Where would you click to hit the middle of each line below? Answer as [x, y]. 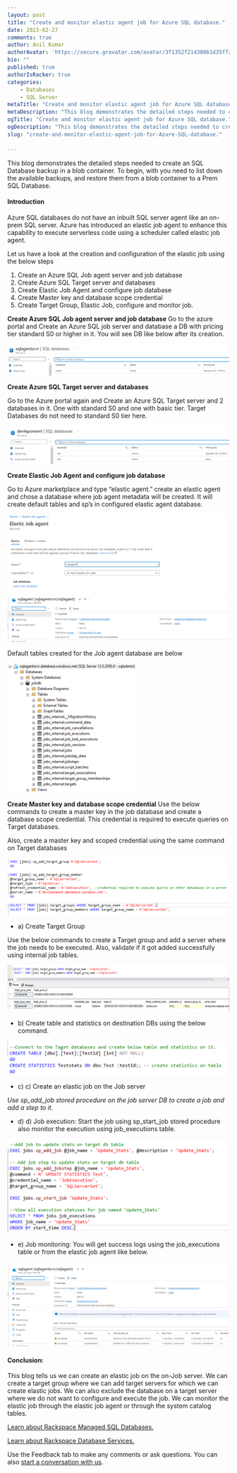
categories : [25, 82]
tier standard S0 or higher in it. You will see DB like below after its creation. [116, 333]
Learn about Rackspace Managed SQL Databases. [80, 1427]
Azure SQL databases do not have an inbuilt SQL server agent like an [108, 217]
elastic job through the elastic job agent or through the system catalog [109, 1406]
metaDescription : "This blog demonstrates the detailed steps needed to [116, 112]
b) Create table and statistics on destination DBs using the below [111, 1023]
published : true [31, 67]
